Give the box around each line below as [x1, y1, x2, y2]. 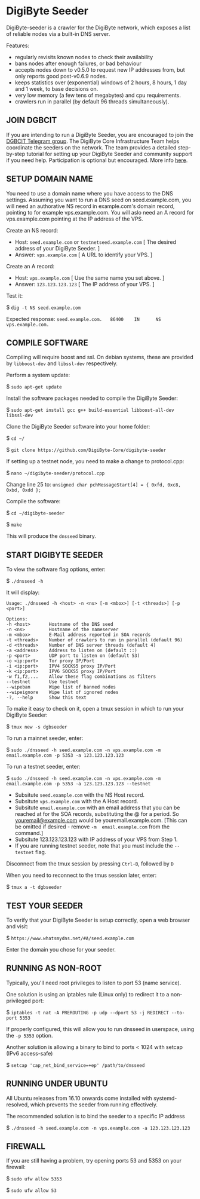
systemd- [153, 1094, 177, 1102]
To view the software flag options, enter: [6, 566, 106, 573]
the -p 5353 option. [6, 1032, 53, 1039]
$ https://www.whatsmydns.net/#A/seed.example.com [6, 934, 134, 941]
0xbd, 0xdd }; [6, 487, 42, 494]
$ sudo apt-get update [6, 383, 62, 390]
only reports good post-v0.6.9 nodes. [14, 72, 107, 79]
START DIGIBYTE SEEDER [6, 550, 103, 560]
